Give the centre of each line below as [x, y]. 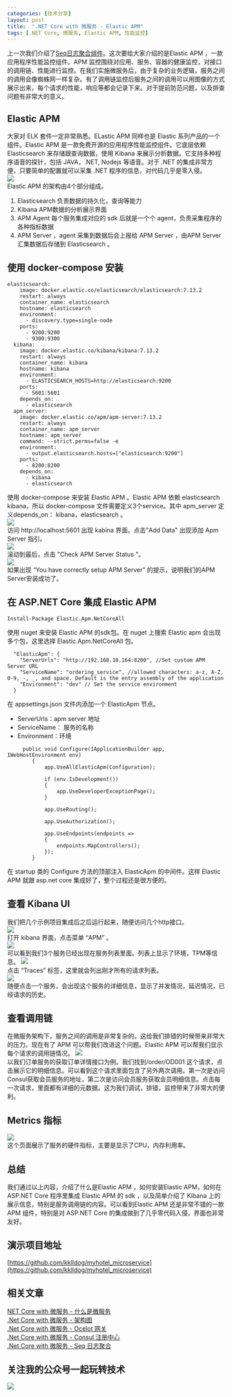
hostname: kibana [45, 369]
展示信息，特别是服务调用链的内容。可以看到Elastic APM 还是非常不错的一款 [116, 1204]
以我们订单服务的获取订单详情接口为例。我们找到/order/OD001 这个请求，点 [115, 1062]
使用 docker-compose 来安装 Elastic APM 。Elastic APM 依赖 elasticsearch [114, 497]
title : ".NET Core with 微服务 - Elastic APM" [75, 26]
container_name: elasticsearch [65, 302]
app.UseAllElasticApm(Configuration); [100, 767]
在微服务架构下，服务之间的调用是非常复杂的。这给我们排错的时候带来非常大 [116, 1036]
